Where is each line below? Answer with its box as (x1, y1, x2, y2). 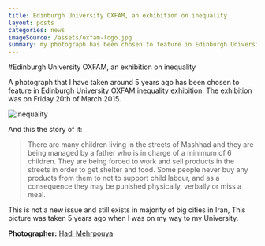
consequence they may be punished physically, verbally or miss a (27, 182, 242, 191)
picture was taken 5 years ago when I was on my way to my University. (8, 214, 239, 223)
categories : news (8, 26, 65, 34)
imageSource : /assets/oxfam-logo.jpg (8, 33, 132, 42)
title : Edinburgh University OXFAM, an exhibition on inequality (8, 11, 227, 20)
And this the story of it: (8, 125, 83, 134)
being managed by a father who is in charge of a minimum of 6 (27, 149, 233, 158)
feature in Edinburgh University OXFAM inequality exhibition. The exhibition (8, 86, 252, 95)
